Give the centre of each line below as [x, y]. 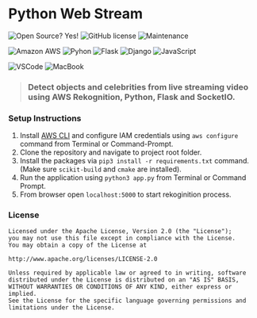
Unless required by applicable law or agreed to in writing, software [127, 273]
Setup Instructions [45, 118]
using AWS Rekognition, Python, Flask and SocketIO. [131, 97]
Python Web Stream [76, 14]
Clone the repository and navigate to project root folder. [111, 152]
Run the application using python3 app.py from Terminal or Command [133, 178]
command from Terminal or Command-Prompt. [96, 144]
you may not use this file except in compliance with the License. [122, 239]
